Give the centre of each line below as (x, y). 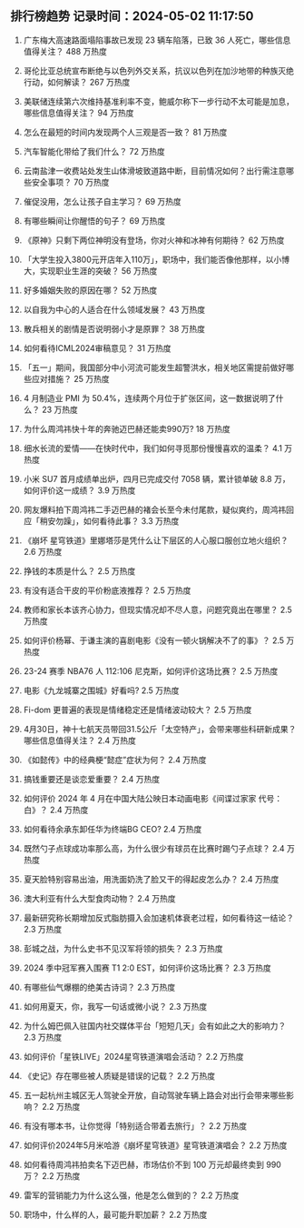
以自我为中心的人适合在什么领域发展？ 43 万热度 (114, 309)
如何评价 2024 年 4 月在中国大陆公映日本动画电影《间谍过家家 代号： (153, 798)
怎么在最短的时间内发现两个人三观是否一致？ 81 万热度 (125, 132)
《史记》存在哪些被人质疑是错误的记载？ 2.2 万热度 (119, 1075)
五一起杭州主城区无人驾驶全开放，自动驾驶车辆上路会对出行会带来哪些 (155, 1095)
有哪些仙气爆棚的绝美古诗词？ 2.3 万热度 (99, 987)
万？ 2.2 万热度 (52, 1175)
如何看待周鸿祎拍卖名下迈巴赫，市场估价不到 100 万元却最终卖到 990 (152, 1164)
